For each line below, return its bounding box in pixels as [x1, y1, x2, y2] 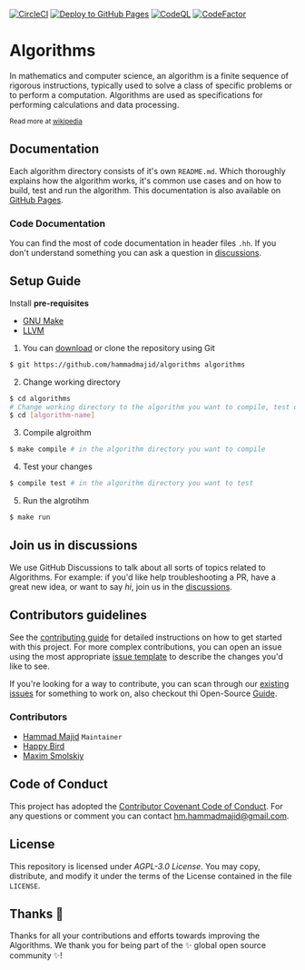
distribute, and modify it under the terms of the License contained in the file [9, 870, 292, 881]
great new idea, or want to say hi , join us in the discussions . [9, 581, 233, 592]
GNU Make [22, 315, 64, 326]
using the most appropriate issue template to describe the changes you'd [9, 651, 284, 661]
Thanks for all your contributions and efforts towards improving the [9, 930, 261, 941]
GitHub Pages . [9, 194, 64, 205]
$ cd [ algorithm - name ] [9, 411, 95, 420]
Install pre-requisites [9, 298, 89, 309]
